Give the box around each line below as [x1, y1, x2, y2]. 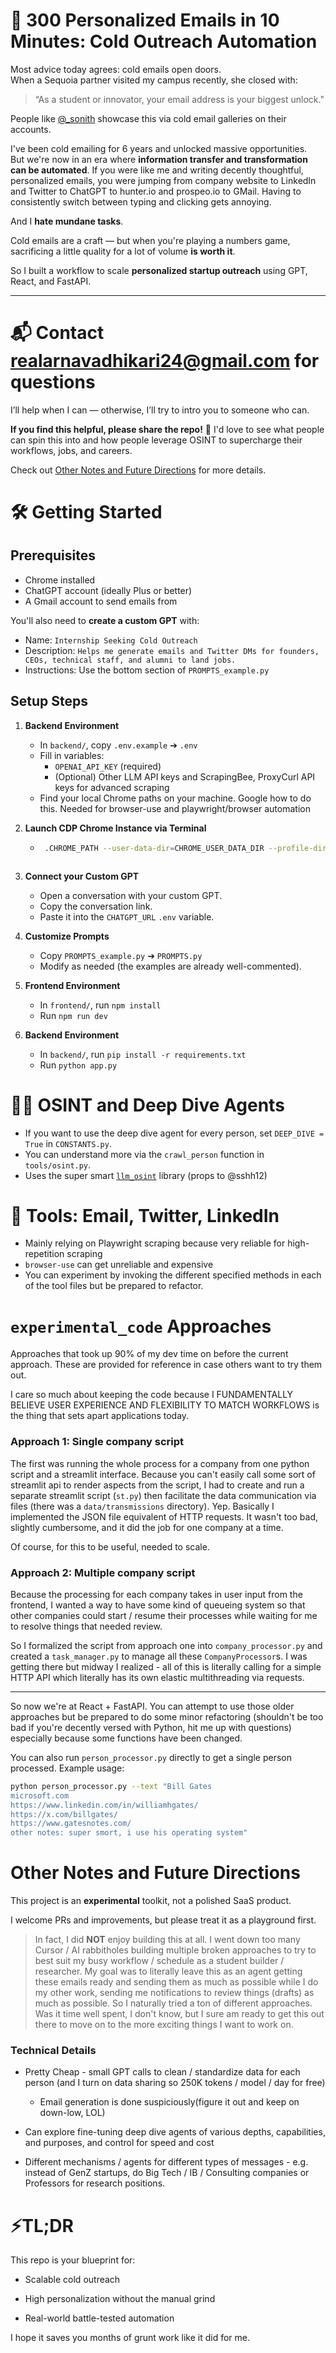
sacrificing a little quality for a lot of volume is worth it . [10, 245, 236, 257]
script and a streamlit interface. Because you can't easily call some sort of [10, 1468, 316, 1480]
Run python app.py [39, 1059, 118, 1071]
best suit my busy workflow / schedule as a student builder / [34, 1955, 285, 1967]
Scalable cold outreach [24, 2274, 121, 2286]
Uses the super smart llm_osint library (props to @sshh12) [24, 1169, 268, 1181]
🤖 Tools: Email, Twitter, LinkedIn [10, 1204, 280, 1227]
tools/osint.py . [24, 1159, 92, 1171]
